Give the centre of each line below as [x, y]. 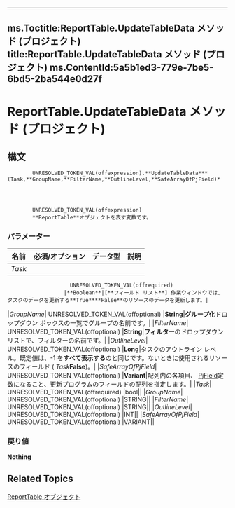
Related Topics [40, 479]
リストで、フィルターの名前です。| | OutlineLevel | [78, 340]
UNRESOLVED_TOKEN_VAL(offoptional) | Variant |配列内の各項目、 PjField [113, 375]
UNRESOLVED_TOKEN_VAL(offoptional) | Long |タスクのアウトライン [105, 349]
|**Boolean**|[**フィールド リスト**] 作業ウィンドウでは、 [143, 293]
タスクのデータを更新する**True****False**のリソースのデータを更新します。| [108, 300]
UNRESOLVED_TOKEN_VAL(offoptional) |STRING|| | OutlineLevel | [100, 406]
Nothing [19, 457]
